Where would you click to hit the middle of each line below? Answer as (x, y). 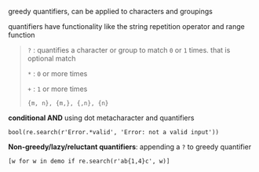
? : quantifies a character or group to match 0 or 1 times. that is (129, 50)
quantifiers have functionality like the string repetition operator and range (126, 26)
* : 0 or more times (57, 73)
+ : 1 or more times (57, 89)
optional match (51, 59)
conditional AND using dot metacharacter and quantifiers (101, 118)
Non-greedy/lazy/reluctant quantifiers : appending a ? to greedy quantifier (130, 147)
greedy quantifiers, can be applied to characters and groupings (111, 11)
